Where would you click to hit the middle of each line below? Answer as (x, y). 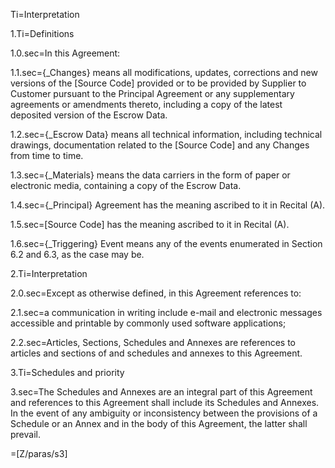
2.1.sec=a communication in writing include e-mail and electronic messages (166, 312)
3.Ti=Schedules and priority (67, 372)
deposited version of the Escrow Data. (89, 115)
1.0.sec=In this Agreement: (65, 53)
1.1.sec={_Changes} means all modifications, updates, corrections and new (164, 72)
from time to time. (47, 155)
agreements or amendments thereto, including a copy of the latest (146, 104)
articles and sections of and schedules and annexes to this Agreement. (156, 353)
